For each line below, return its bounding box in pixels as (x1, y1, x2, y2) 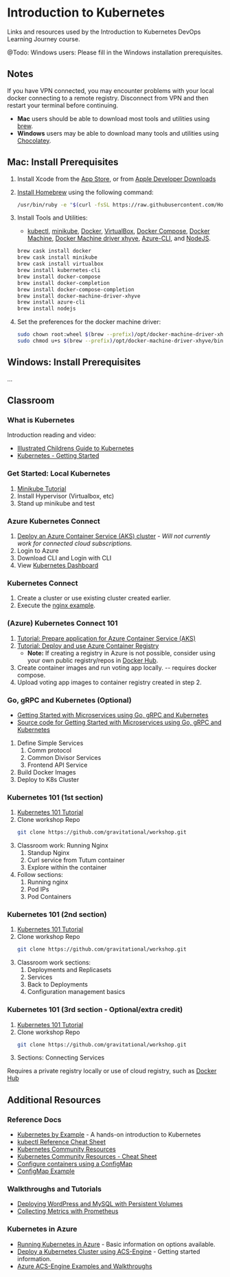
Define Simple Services (16, 739, 84, 747)
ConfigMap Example (16, 1167, 76, 1175)
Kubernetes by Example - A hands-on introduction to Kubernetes (16, 1130, 201, 1139)
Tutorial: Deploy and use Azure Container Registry (16, 642, 159, 650)
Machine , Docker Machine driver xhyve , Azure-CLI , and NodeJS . (27, 234, 211, 242)
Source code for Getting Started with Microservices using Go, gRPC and (16, 718, 222, 726)
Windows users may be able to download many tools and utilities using (16, 129, 219, 137)
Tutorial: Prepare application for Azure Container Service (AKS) (16, 634, 196, 642)
